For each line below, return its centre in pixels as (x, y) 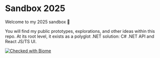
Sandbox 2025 (35, 8)
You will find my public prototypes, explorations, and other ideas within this (80, 31)
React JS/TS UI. (21, 41)
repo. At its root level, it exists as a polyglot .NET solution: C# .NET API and (80, 36)
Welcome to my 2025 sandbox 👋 (38, 22)
